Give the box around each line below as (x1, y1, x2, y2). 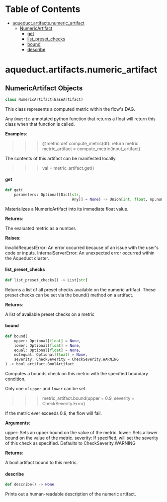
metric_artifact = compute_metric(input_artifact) (42, 146, 141, 152)
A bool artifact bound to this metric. (5, 460, 78, 466)
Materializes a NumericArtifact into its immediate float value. (5, 206, 129, 212)
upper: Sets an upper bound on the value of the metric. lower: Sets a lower (5, 430, 158, 436)
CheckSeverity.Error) (42, 401, 85, 407)
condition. (5, 376, 26, 382)
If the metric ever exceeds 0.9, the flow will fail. (5, 410, 102, 416)
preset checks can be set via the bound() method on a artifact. (5, 292, 133, 298)
